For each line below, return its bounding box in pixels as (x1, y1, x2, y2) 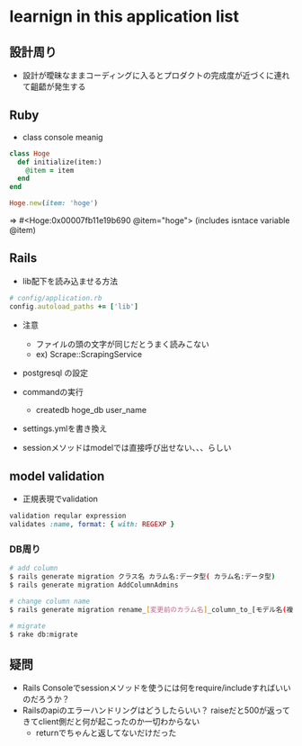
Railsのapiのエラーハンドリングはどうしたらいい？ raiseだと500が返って (22, 705, 290, 716)
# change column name (9, 597, 91, 607)
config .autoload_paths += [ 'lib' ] (9, 301, 139, 311)
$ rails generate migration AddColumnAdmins (9, 580, 179, 590)
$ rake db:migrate (9, 630, 78, 639)
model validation (9, 469, 105, 484)
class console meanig (22, 131, 103, 142)
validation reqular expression (9, 511, 127, 521)
